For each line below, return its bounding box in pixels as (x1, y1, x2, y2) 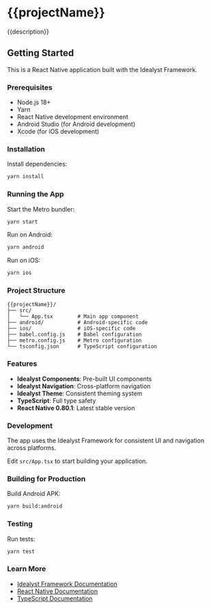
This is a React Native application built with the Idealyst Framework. (7, 65, 198, 73)
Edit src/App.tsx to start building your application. (7, 457, 148, 465)
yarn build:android (7, 503, 63, 510)
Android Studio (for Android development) (16, 120, 136, 128)
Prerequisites (7, 82, 53, 92)
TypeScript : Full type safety (16, 396, 96, 405)
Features (7, 359, 38, 369)
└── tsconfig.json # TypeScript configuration (7, 343, 157, 350)
